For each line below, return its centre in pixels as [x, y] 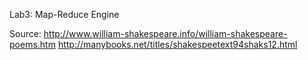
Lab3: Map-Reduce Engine [64, 14]
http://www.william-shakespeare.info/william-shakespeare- [165, 33]
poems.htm [32, 44]
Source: [25, 33]
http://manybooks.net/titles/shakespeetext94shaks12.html [177, 44]
